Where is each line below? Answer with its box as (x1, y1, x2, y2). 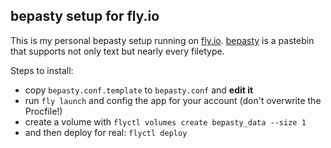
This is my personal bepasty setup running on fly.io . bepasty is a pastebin (10, 34, 315, 46)
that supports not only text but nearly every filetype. (10, 45, 225, 57)
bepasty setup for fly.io (10, 8, 160, 25)
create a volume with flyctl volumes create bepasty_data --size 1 (24, 115, 307, 128)
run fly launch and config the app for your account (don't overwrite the (24, 94, 322, 106)
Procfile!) (24, 105, 63, 117)
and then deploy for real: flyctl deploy (24, 126, 188, 138)
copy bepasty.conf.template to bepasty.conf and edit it (24, 84, 254, 96)
